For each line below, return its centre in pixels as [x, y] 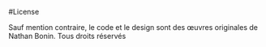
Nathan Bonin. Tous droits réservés [67, 36]
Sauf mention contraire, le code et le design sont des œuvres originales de [133, 27]
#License [24, 12]
